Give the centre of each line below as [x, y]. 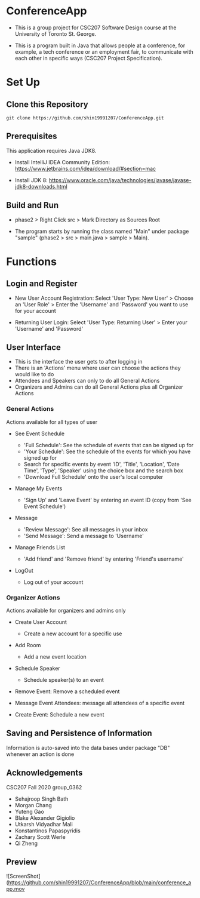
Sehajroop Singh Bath [41, 799]
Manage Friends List [40, 547]
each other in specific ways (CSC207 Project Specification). [89, 58]
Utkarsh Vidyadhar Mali [44, 824]
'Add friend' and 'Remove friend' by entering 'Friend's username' [104, 559]
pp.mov [16, 889]
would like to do [34, 374]
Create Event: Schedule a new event [59, 714]
